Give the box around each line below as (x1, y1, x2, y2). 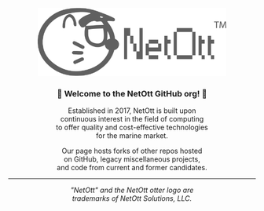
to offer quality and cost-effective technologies (56, 122, 208, 133)
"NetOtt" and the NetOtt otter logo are (70, 185, 194, 195)
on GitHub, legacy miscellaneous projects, (64, 155, 200, 164)
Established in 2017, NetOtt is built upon (68, 106, 196, 115)
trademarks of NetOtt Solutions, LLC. (71, 194, 192, 203)
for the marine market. (95, 131, 169, 140)
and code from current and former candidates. (57, 163, 207, 173)
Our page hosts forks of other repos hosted (61, 146, 203, 156)
